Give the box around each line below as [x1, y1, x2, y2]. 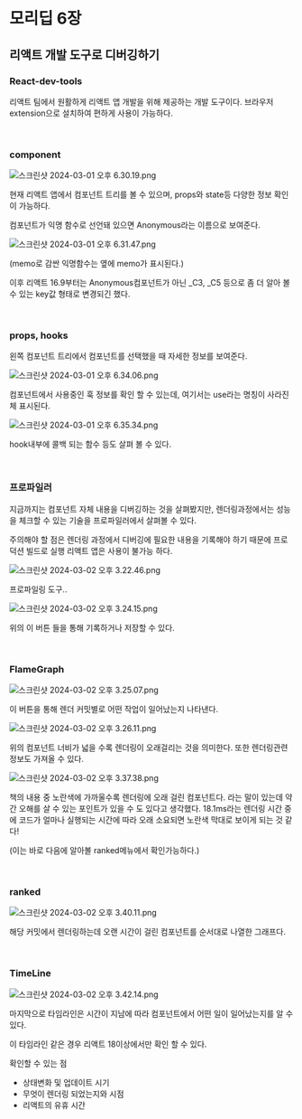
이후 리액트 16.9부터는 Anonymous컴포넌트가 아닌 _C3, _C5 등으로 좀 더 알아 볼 [9, 277, 291, 288]
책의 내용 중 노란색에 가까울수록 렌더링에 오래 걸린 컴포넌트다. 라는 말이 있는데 [9, 792, 284, 803]
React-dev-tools [9, 74, 83, 87]
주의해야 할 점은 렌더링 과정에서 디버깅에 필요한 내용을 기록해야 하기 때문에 [9, 534, 272, 545]
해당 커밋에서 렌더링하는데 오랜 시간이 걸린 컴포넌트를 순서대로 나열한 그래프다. [9, 926, 287, 937]
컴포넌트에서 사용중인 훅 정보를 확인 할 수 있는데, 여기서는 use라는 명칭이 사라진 [9, 390, 290, 400]
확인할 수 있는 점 [9, 1058, 68, 1068]
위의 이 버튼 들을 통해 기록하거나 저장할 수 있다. [9, 622, 176, 633]
